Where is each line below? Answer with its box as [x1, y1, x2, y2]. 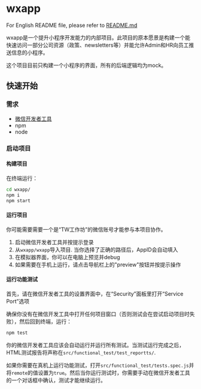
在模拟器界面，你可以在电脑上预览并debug [14, 253, 120, 260]
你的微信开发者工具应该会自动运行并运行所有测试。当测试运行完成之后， [6, 341, 184, 348]
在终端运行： [6, 174, 38, 181]
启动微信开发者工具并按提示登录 [14, 238, 94, 245]
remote [11, 370, 28, 376]
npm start [6, 197, 31, 203]
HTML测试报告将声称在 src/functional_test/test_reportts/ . [6, 349, 156, 356]
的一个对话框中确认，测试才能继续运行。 [6, 376, 106, 384]
